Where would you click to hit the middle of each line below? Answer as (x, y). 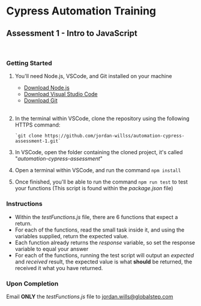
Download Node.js (47, 88)
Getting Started (29, 63)
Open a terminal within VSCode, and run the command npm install (98, 170)
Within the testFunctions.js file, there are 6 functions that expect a (96, 217)
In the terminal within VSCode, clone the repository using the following (102, 119)
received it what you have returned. (59, 268)
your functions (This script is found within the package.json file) (94, 188)
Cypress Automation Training (81, 11)
